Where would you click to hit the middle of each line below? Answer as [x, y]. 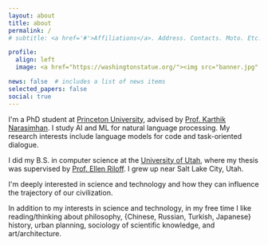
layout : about [32, 16]
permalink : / [30, 30]
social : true [30, 97]
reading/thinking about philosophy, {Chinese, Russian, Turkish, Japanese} [130, 216]
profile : [23, 53]
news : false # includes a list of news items [87, 81]
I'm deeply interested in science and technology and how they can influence [134, 184]
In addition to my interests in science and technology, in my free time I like [130, 207]
